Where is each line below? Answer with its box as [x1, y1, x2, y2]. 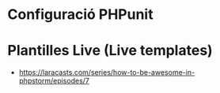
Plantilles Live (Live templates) [7, 42, 213, 60]
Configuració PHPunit [7, 6, 154, 24]
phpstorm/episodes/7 [18, 76, 90, 86]
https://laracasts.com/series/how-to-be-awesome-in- [18, 68, 195, 77]
